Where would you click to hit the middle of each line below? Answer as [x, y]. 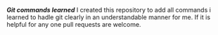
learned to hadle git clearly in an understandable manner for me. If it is [109, 17]
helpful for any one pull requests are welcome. [74, 24]
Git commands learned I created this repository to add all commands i [109, 10]
